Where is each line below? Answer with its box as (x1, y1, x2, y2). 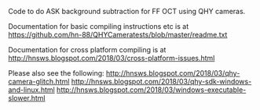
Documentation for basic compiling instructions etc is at (8, 22, 189, 30)
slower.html (8, 94, 46, 102)
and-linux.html (8, 85, 55, 94)
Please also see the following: (8, 69, 104, 77)
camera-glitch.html (8, 77, 70, 86)
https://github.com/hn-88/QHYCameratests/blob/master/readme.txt (8, 30, 228, 39)
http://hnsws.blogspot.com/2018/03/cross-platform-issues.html (8, 54, 215, 62)
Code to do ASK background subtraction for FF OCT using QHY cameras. (8, 7, 246, 16)
